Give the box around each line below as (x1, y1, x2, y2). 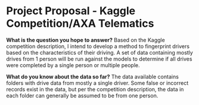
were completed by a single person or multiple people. (6, 61, 140, 69)
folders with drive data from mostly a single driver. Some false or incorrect (6, 79, 189, 87)
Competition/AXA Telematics (6, 17, 154, 30)
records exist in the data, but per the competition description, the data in (6, 85, 184, 93)
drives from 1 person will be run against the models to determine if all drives (6, 55, 192, 62)
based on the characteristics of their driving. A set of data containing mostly (6, 49, 194, 56)
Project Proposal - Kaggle (6, 4, 136, 18)
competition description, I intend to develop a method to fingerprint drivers (6, 43, 189, 50)
